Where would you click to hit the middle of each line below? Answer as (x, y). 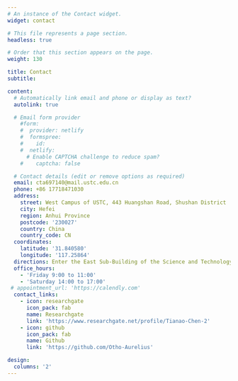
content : (20, 91)
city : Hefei (38, 209)
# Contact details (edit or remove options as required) (100, 176)
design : (19, 360)
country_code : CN (46, 235)
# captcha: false (50, 164)
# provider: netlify (52, 131)
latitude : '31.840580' (53, 249)
